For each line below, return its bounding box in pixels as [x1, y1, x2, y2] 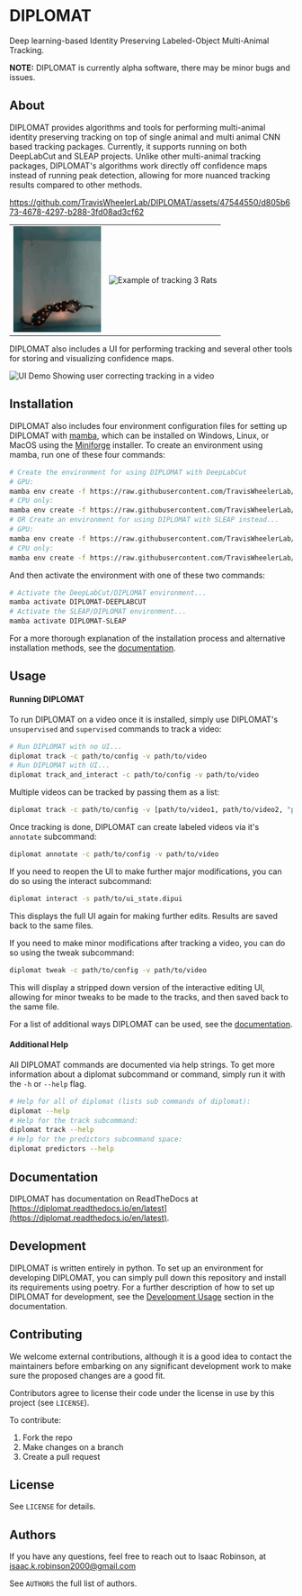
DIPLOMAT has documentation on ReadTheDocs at [9, 1193, 199, 1204]
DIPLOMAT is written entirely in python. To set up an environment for [9, 1263, 263, 1273]
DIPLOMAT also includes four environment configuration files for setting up [9, 420, 288, 431]
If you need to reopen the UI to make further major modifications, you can [9, 866, 282, 877]
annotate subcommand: [9, 831, 97, 843]
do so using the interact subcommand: [9, 875, 153, 886]
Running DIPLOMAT [9, 694, 85, 705]
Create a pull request [22, 1451, 101, 1462]
